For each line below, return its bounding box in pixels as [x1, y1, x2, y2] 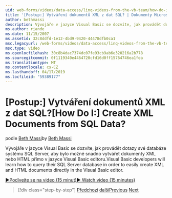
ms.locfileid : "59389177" [5, 74, 60, 80]
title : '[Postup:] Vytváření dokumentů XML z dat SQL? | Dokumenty [5, 12, 153, 17]
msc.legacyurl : [5, 41, 38, 46]
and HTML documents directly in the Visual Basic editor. [5, 167, 124, 173]
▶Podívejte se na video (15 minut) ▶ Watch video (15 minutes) [5, 176, 136, 183]
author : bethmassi [5, 17, 45, 22]
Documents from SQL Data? [5, 118, 126, 130]
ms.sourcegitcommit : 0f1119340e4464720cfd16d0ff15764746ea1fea [5, 55, 143, 61]
